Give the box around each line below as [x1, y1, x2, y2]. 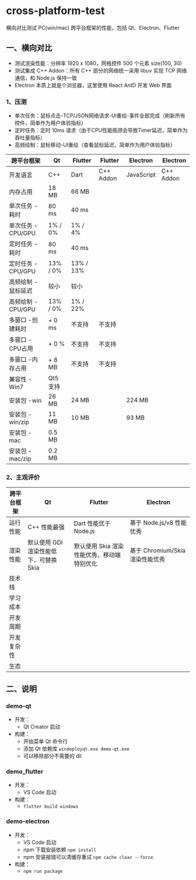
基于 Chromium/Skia [129, 546, 185, 554]
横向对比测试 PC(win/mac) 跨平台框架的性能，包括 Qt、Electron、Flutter [6, 24, 180, 31]
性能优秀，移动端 [73, 551, 121, 559]
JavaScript [126, 171, 156, 179]
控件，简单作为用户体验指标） [14, 119, 86, 126]
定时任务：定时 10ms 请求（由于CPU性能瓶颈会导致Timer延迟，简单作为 [14, 127, 188, 134]
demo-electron [6, 817, 50, 826]
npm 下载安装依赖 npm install [23, 846, 97, 853]
